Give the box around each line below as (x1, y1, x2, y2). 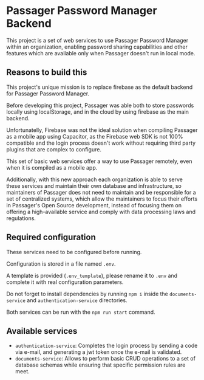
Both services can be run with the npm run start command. (6, 308, 156, 316)
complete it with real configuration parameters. (6, 278, 124, 286)
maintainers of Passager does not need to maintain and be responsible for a (6, 188, 196, 196)
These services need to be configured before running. (6, 248, 142, 255)
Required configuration (6, 232, 96, 243)
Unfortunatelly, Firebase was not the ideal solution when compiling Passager (6, 126, 198, 134)
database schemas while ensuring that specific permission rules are (15, 361, 186, 368)
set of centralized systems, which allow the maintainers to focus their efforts (6, 195, 198, 202)
